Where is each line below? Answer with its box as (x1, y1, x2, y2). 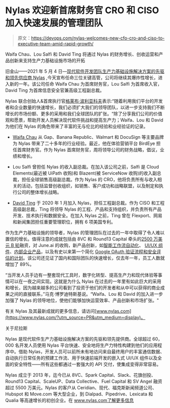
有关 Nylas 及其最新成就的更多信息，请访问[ (5, 308, 97, 314)
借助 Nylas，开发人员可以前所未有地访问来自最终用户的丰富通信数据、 (18, 348, 165, 354)
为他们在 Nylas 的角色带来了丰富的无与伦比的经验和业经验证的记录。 (5, 123, 148, 129)
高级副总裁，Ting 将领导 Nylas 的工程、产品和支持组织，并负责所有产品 (12, 206, 162, 212)
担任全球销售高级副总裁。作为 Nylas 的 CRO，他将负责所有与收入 (21, 176, 158, 182)
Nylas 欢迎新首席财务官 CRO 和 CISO (5, 5, 159, 16)
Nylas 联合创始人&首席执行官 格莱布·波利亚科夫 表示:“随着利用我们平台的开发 (5, 98, 163, 104)
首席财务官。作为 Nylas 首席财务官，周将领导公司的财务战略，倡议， (17, 146, 160, 152)
